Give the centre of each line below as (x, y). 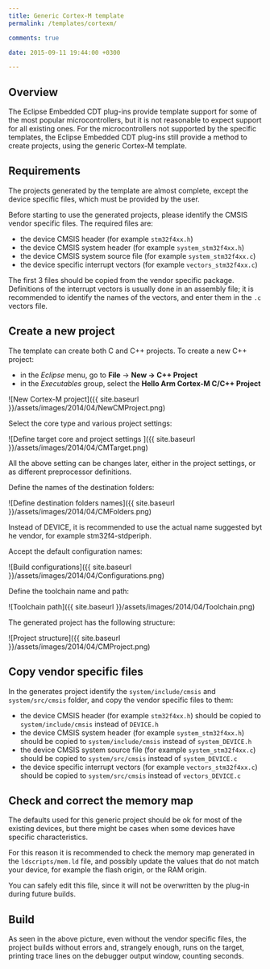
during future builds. (42, 894)
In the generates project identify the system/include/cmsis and (112, 691)
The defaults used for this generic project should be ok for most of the (125, 820)
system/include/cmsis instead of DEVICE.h (89, 724)
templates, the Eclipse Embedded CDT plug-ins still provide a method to (128, 137)
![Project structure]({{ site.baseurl (64, 638)
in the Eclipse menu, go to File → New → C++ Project (109, 375)
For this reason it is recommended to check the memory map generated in (132, 853)
